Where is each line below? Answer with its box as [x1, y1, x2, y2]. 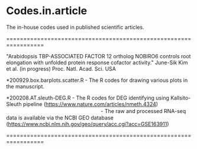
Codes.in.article [6, 4, 88, 18]
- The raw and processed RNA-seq [100, 107, 186, 114]
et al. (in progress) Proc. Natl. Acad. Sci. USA [6, 65, 117, 72]
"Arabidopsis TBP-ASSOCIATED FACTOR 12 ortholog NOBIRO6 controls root [6, 52, 191, 59]
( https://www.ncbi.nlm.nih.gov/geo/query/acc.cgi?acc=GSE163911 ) [6, 120, 170, 127]
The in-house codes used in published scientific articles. [6, 24, 144, 31]
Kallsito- [170, 94, 191, 101]
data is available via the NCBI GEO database [6, 114, 114, 121]
